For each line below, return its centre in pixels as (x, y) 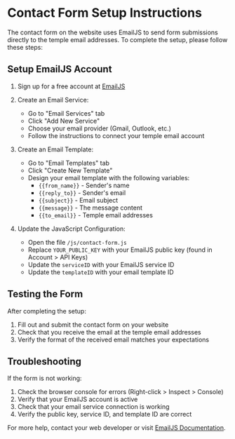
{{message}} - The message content (90, 208)
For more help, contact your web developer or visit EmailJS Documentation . (116, 428)
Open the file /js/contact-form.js (78, 242)
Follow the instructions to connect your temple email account (116, 135)
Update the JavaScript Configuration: (72, 229)
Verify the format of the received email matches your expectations (113, 339)
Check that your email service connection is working (93, 407)
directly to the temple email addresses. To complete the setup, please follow (117, 39)
